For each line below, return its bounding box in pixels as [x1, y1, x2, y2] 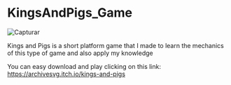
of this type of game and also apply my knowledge [7, 49, 153, 57]
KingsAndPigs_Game [7, 5, 133, 21]
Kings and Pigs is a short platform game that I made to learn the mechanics [7, 41, 224, 49]
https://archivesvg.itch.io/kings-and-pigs [7, 70, 126, 78]
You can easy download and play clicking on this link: [7, 62, 161, 70]
